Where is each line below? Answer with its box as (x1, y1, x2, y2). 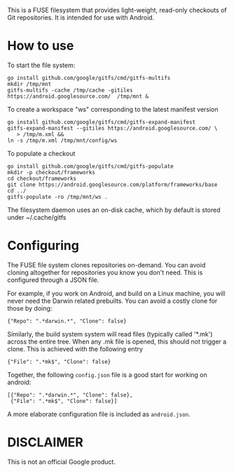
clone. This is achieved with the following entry (7, 344, 144, 353)
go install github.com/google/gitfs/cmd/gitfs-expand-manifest (7, 118, 196, 125)
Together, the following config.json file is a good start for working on (7, 370, 208, 379)
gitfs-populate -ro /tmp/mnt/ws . (7, 193, 109, 200)
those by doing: (7, 304, 53, 312)
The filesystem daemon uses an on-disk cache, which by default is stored (7, 206, 221, 214)
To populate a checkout (7, 149, 76, 157)
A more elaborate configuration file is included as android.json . (7, 409, 191, 418)
